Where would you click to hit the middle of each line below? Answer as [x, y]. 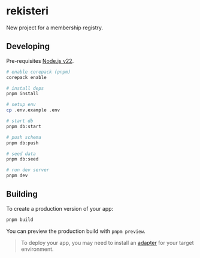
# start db [20, 121]
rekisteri [28, 11]
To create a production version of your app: [60, 208]
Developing [28, 46]
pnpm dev [17, 176]
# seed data [21, 154]
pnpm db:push [22, 143]
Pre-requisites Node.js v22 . [40, 60]
